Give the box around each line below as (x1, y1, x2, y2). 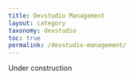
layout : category (8, 19, 66, 27)
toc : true (8, 34, 41, 42)
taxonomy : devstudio (8, 26, 77, 34)
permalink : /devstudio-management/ (8, 41, 127, 49)
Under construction (8, 63, 73, 73)
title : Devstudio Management (8, 11, 105, 20)
